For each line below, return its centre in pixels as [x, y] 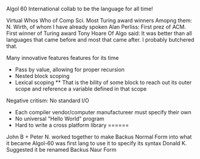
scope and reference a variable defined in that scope [81, 89]
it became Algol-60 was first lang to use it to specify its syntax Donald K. [97, 143]
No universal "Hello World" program [59, 118]
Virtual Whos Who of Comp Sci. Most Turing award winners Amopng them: [99, 20]
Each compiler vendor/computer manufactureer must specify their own [103, 112]
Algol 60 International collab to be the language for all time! [80, 9]
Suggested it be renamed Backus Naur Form [61, 150]
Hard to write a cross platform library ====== [72, 125]
